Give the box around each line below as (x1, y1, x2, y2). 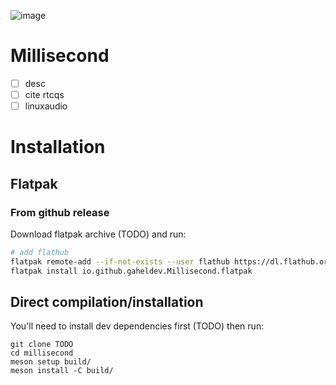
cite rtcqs (24, 89, 65, 100)
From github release (10, 205, 110, 219)
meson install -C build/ (10, 366, 114, 376)
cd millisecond (10, 348, 74, 359)
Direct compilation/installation (10, 294, 204, 311)
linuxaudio (24, 100, 68, 112)
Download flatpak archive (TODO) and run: (10, 228, 187, 240)
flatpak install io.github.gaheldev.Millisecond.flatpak (10, 266, 253, 276)
